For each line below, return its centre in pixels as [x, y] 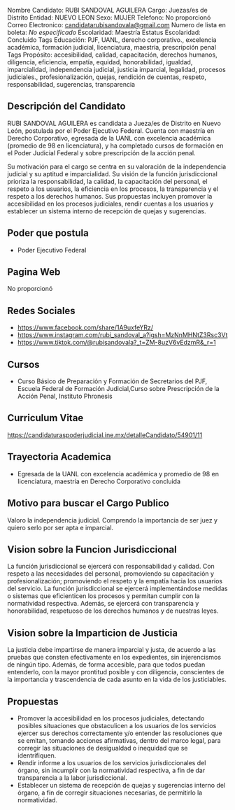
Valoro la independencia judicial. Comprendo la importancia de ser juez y [113, 520]
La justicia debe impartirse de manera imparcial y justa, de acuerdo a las [112, 650]
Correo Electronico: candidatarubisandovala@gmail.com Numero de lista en [116, 25]
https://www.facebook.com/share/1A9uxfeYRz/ [85, 327]
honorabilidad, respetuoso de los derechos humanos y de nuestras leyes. [113, 611]
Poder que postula [48, 233]
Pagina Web [34, 272]
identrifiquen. [37, 755]
